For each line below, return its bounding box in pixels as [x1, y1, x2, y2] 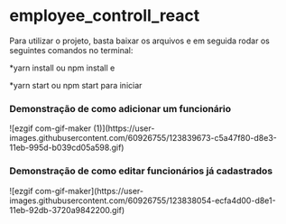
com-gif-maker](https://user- [34, 185, 144, 196]
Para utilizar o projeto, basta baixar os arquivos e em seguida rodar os [9, 35, 271, 46]
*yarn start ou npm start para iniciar [9, 79, 143, 90]
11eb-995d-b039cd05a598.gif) [9, 142, 125, 154]
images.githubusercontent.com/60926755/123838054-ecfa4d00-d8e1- [9, 195, 277, 206]
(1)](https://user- [93, 123, 155, 134]
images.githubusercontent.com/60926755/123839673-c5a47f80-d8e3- [9, 133, 278, 144]
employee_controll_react [9, 5, 200, 26]
